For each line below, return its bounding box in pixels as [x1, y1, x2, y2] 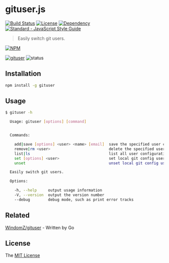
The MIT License [5, 252, 40, 258]
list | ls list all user [14, 151, 138, 156]
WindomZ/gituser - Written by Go [5, 224, 74, 230]
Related [5, 211, 30, 220]
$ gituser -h [5, 110, 33, 115]
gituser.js [5, 4, 46, 15]
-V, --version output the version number [14, 192, 105, 198]
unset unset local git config [14, 160, 158, 166]
